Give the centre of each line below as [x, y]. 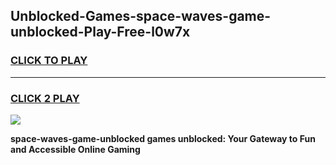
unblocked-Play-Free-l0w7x [100, 32]
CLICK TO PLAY [49, 61]
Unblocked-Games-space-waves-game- [141, 16]
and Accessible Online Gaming [75, 149]
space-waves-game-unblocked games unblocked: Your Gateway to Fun [163, 138]
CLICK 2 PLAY [45, 98]
